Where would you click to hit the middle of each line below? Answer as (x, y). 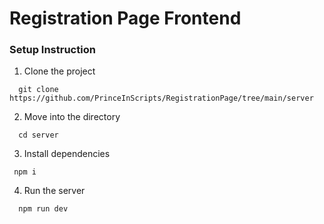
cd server (38, 135)
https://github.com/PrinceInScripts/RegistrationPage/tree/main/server (161, 98)
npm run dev (43, 209)
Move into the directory (72, 117)
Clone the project (59, 71)
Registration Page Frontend (125, 18)
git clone (38, 90)
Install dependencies (67, 154)
